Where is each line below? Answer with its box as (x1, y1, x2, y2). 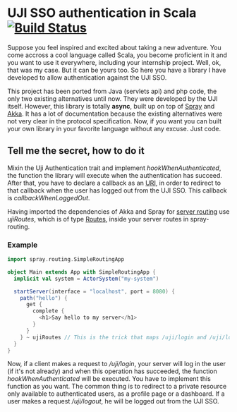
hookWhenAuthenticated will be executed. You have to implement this (7, 375, 212, 383)
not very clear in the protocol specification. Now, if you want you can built (7, 116, 222, 125)
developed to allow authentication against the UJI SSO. (7, 73, 167, 82)
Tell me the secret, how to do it (7, 145, 145, 157)
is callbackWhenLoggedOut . (7, 193, 90, 202)
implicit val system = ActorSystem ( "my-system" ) (13, 275, 159, 282)
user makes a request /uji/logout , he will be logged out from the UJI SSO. (7, 397, 220, 406)
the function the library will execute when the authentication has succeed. (7, 171, 222, 179)
